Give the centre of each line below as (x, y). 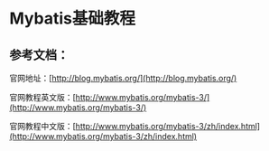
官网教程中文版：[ (43, 126)
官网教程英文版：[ (43, 97)
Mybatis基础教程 (73, 19)
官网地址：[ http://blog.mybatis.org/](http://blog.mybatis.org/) (123, 78)
